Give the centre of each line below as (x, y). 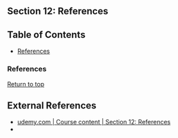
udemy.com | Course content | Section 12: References (94, 122)
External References (52, 105)
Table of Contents (47, 35)
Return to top (26, 84)
